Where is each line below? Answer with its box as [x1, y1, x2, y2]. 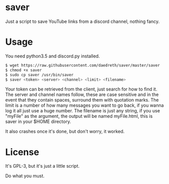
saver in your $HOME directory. [5, 118, 71, 125]
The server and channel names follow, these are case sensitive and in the [5, 91, 159, 98]
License [5, 146, 40, 158]
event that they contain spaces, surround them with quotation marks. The [5, 97, 159, 103]
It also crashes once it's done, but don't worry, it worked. [5, 129, 125, 135]
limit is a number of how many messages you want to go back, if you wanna [5, 102, 164, 108]
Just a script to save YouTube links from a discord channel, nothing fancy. [5, 18, 160, 24]
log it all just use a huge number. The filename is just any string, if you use [5, 108, 160, 114]
